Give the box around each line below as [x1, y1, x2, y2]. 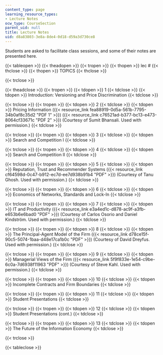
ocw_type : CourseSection [5, 21, 56, 26]
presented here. [5, 53, 38, 59]
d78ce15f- [129, 231, 149, 237]
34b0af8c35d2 [5, 112, 36, 118]
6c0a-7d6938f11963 [5, 261, 46, 267]
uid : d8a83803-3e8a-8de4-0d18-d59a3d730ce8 [5, 35, 95, 40]
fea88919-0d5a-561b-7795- [90, 106, 147, 113]
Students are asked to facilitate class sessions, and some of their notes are [5, 47, 157, 54]
